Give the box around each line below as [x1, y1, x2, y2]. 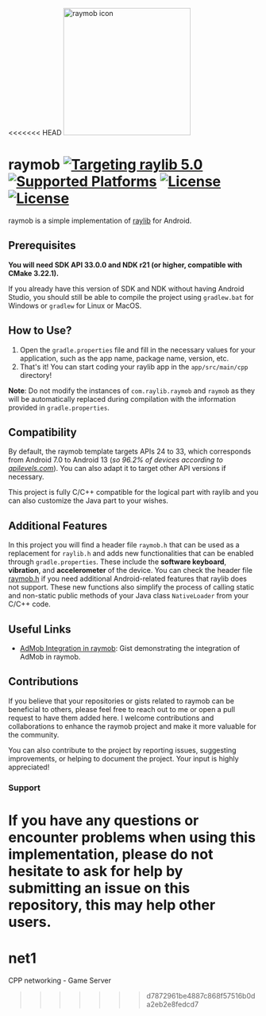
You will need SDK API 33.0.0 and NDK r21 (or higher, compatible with [8, 259, 243, 270]
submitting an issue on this [8, 879, 191, 897]
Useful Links [8, 622, 71, 636]
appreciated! [8, 762, 50, 772]
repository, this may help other [8, 896, 216, 914]
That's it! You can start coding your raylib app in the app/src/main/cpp [19, 362, 249, 372]
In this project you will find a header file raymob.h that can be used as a [8, 540, 240, 550]
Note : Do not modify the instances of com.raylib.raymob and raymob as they [8, 386, 256, 395]
